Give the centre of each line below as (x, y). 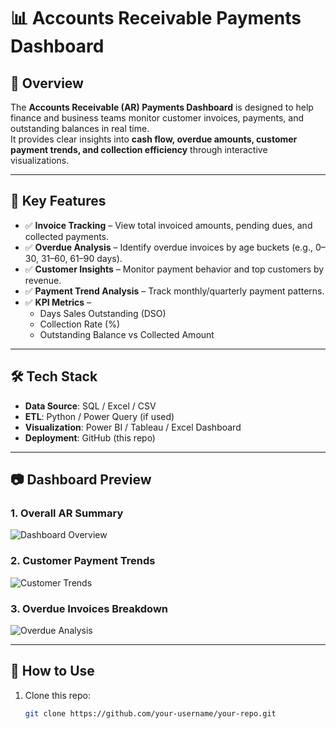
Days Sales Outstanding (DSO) (103, 313)
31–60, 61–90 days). (81, 258)
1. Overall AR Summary (67, 513)
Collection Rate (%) (80, 324)
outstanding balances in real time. (80, 128)
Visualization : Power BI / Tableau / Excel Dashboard (133, 427)
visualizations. (40, 160)
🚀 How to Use (52, 671)
